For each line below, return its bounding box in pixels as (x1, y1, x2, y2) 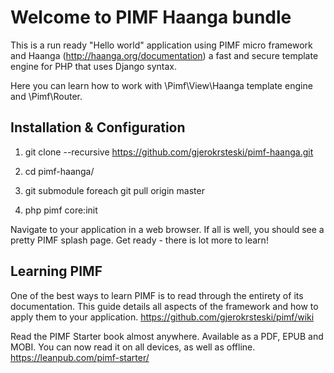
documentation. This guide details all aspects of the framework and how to (10, 300, 319, 312)
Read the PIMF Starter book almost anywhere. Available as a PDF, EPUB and (10, 330, 324, 342)
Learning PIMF (10, 263, 103, 280)
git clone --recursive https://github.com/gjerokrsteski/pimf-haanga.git (24, 146, 314, 158)
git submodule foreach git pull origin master (24, 184, 205, 196)
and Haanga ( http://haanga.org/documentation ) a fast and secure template (10, 49, 319, 61)
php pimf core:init (24, 204, 98, 216)
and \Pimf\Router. (10, 90, 83, 102)
